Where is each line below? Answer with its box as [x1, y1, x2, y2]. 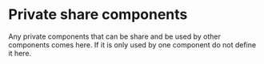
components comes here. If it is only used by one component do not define [8, 40, 257, 49]
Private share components [8, 6, 188, 24]
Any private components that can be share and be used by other [8, 32, 222, 41]
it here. [8, 48, 32, 58]
